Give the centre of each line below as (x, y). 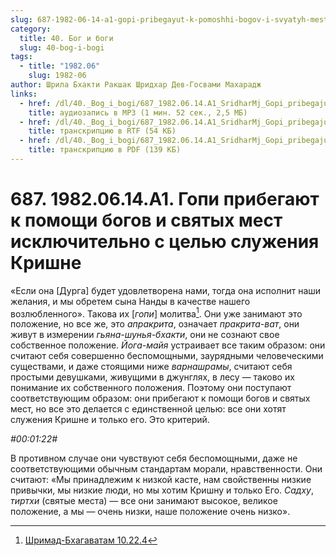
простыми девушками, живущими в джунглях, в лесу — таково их (152, 377)
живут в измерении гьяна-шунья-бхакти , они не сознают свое (145, 335)
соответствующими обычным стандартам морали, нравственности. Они (166, 469)
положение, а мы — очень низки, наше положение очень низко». (150, 512)
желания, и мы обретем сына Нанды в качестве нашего (130, 301)
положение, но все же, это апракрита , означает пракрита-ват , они (155, 324)
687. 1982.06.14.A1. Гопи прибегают (165, 199)
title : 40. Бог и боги (66, 38)
